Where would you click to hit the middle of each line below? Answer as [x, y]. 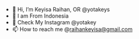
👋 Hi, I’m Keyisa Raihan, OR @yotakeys [61, 9]
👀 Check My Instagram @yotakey [54, 22]
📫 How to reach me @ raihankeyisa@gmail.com [72, 29]
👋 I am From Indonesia [40, 16]
